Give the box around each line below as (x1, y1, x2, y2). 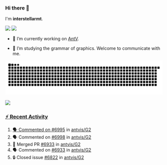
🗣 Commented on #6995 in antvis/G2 (12, 127, 91, 133)
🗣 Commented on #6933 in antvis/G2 (12, 147, 91, 153)
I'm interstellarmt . (5, 16, 43, 22)
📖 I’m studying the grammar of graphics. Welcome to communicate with (12, 45, 160, 51)
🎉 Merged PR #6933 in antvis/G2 (12, 142, 81, 148)
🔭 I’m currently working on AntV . (12, 36, 79, 42)
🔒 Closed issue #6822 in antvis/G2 (12, 155, 84, 161)
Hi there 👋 (5, 4, 30, 11)
